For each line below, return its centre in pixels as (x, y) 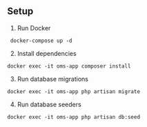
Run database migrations (52, 79)
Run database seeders (49, 104)
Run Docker (34, 28)
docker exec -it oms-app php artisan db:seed (73, 117)
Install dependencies (47, 53)
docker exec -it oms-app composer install (69, 66)
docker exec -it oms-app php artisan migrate (73, 91)
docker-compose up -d (41, 41)
